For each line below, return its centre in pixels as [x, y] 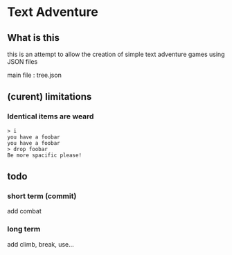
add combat [24, 211]
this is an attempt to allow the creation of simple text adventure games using [116, 54]
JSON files [23, 62]
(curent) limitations [50, 97]
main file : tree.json [35, 75]
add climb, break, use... [41, 244]
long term [24, 229]
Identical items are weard [51, 116]
